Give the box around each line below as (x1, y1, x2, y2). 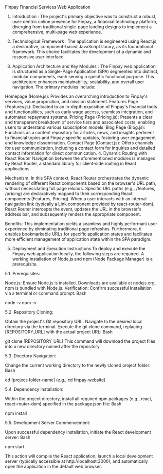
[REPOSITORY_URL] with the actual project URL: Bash (5, 329, 113, 334)
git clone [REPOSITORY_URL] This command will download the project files (5, 338, 156, 344)
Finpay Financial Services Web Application (5, 4, 91, 10)
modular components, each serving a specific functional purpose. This (12, 74, 154, 79)
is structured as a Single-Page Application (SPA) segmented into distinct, (12, 69, 159, 74)
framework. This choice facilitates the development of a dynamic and (12, 49, 151, 54)
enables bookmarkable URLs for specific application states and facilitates (5, 231, 152, 237)
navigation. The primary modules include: (12, 84, 96, 89)
